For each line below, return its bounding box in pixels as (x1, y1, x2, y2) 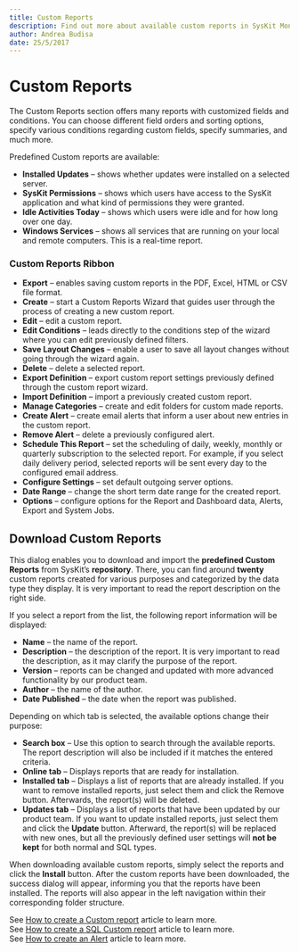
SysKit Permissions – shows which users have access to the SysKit (21, 188, 272, 199)
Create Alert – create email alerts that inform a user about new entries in (21, 410, 289, 421)
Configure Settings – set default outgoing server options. (21, 476, 234, 487)
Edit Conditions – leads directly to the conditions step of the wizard (21, 325, 271, 335)
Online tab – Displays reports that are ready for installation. (21, 766, 239, 777)
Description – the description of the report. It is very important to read (21, 646, 280, 657)
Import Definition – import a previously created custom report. (21, 392, 252, 402)
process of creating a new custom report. (21, 306, 175, 317)
